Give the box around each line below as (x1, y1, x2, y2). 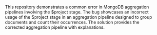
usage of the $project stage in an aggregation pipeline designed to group (5, 14, 152, 20)
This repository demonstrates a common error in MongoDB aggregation (5, 4, 149, 10)
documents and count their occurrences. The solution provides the (5, 19, 140, 25)
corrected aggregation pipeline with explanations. (5, 24, 105, 30)
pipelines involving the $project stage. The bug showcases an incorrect (5, 9, 149, 15)
